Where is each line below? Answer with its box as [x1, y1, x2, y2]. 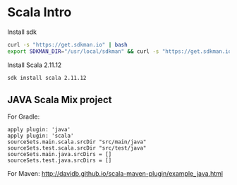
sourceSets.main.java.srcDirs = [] [7, 151, 112, 158]
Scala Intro [7, 4, 72, 20]
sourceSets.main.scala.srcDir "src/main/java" [7, 138, 147, 145]
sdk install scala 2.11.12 [7, 74, 87, 81]
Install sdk [7, 28, 37, 36]
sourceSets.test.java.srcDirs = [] [7, 157, 112, 165]
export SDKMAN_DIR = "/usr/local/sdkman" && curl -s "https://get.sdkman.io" [7, 47, 235, 55]
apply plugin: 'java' [7, 126, 71, 133]
